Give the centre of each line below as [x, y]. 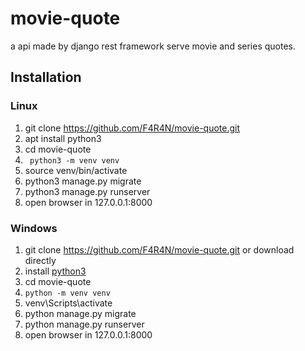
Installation [46, 77]
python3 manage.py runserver [87, 191]
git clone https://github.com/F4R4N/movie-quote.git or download [159, 249]
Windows [34, 228]
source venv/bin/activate [76, 170]
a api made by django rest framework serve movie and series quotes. [153, 46]
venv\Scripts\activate [68, 303]
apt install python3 [63, 138]
